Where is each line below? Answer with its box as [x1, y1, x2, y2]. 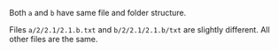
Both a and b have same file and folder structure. [9, 8, 187, 18]
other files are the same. [9, 34, 98, 44]
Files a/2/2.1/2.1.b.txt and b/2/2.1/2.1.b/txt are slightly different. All [9, 25, 270, 34]
